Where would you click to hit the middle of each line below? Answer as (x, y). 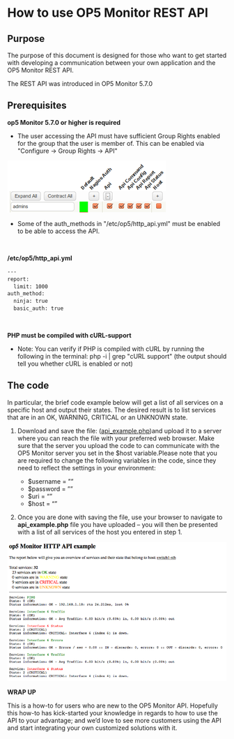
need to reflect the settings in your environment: (86, 468)
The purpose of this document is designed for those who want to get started (117, 55)
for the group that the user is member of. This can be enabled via (111, 143)
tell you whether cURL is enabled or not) (75, 364)
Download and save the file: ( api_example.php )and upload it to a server (119, 431)
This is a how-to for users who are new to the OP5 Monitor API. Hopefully (112, 706)
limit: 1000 (31, 286)
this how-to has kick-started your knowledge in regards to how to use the (112, 713)
